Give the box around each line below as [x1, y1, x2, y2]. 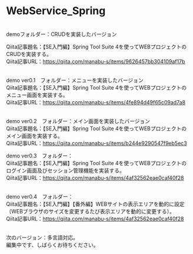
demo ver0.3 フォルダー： [6, 152, 74, 159]
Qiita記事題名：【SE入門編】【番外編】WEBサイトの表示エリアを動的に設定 [6, 200, 185, 207]
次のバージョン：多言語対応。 [6, 234, 78, 241]
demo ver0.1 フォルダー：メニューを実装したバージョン [6, 77, 144, 84]
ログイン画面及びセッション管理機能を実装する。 [6, 167, 125, 174]
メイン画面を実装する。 [6, 132, 63, 139]
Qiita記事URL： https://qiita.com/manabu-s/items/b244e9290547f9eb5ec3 [6, 140, 187, 147]
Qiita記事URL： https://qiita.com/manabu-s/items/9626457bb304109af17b [6, 58, 185, 65]
